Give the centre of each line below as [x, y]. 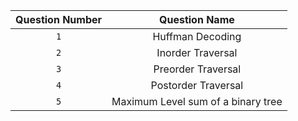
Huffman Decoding [197, 36]
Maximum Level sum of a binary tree [197, 101]
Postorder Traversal [197, 85]
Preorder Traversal [197, 69]
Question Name [197, 19]
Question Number [59, 19]
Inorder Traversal [197, 52]
